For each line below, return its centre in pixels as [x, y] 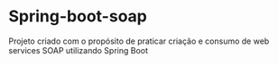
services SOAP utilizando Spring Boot [79, 50]
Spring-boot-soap [78, 16]
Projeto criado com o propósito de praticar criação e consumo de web [139, 41]
